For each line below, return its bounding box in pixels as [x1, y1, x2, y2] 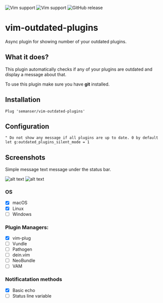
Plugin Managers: [5, 224, 49, 231]
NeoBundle [12, 258, 36, 264]
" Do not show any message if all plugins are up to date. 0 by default [5, 135, 159, 140]
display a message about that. [5, 71, 67, 77]
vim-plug [12, 235, 31, 241]
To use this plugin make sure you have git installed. [5, 81, 110, 87]
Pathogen [12, 246, 32, 252]
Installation [5, 96, 41, 104]
